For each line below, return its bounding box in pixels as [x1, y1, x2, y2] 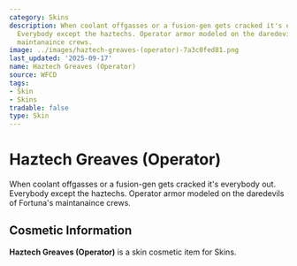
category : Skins [9, 12, 69, 22]
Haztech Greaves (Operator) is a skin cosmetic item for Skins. [9, 247, 237, 257]
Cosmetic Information [9, 223, 133, 239]
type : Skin [9, 111, 49, 120]
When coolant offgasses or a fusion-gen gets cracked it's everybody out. [9, 179, 277, 190]
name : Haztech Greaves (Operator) [9, 63, 137, 72]
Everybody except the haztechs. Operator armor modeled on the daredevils [9, 188, 285, 199]
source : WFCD [9, 71, 57, 80]
